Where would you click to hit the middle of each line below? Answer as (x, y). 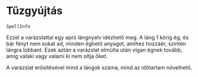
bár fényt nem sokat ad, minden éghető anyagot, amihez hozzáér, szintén (96, 43)
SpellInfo (18, 26)
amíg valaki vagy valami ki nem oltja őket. (57, 56)
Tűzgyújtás (34, 11)
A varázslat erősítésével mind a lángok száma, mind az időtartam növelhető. (99, 67)
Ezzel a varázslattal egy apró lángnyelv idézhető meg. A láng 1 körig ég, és (98, 37)
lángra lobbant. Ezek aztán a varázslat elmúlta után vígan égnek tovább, (94, 50)
